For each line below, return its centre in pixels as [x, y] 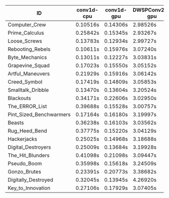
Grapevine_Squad [29, 66]
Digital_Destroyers [29, 147]
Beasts [16, 123]
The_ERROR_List [27, 106]
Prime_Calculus [26, 33]
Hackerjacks [23, 139]
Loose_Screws [25, 41]
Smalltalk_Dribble [28, 90]
